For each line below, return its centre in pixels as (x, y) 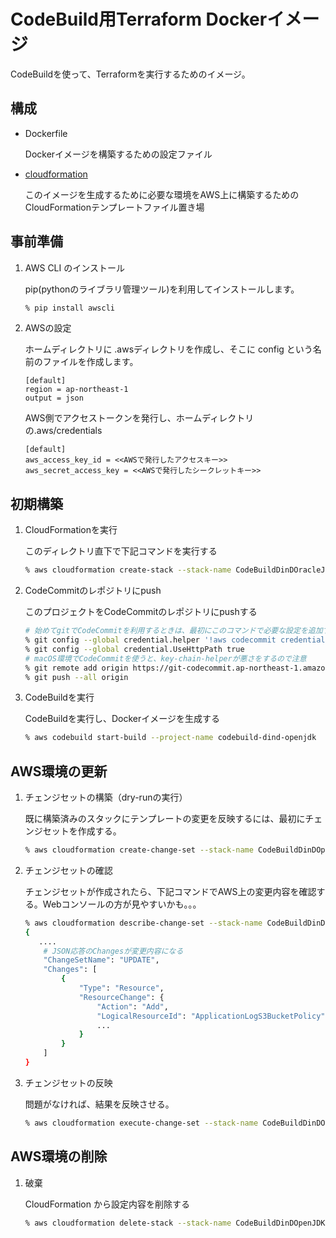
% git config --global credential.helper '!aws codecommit (150, 640)
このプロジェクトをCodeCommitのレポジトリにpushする (141, 612)
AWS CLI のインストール (74, 267)
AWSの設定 (48, 328)
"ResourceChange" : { (121, 997)
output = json (54, 398)
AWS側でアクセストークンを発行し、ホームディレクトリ (139, 418)
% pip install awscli (69, 308)
